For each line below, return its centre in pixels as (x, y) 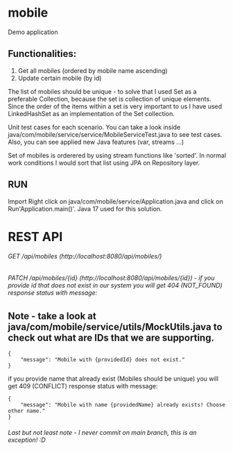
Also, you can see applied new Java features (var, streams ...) (96, 142)
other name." (27, 411)
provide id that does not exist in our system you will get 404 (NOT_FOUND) (115, 285)
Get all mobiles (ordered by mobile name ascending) (93, 70)
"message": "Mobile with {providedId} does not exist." (103, 359)
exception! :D (27, 440)
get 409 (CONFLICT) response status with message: (83, 386)
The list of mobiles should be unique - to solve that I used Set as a (102, 91)
